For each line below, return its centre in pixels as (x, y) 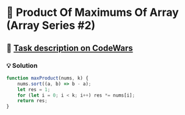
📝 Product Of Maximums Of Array (92, 13)
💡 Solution (22, 65)
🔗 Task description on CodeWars (70, 48)
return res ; (32, 101)
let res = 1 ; (34, 89)
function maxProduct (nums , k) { (47, 78)
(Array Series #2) (51, 25)
